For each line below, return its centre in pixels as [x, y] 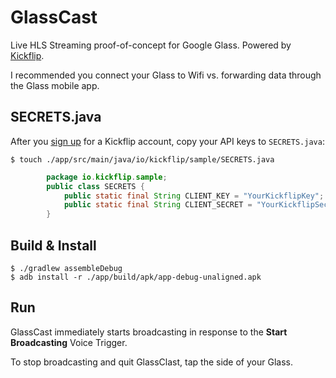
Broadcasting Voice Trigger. [69, 342]
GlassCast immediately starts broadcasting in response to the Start [149, 332]
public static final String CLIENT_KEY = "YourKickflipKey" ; [194, 196]
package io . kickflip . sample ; [107, 177]
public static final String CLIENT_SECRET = [158, 205]
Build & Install [53, 245]
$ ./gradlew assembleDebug [66, 268]
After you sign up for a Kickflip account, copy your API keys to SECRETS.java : [167, 141]
